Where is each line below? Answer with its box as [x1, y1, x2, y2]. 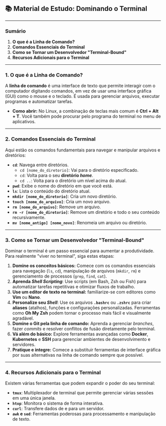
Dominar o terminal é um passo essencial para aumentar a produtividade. [5, 248, 155, 254]
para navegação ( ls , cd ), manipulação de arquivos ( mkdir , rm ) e [12, 268, 141, 274]
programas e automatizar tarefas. [5, 98, 73, 104]
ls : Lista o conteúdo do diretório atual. [12, 188, 91, 194]
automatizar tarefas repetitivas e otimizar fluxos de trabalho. [12, 284, 135, 289]
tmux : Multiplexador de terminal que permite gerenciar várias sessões [12, 390, 154, 396]
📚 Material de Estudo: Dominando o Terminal [5, 4, 147, 13]
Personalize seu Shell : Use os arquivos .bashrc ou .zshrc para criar [12, 299, 152, 305]
